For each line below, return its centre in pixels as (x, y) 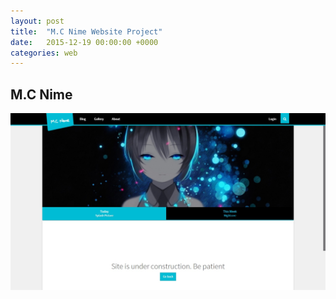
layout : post (37, 21)
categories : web (44, 53)
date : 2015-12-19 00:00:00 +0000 (84, 42)
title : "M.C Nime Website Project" (86, 31)
